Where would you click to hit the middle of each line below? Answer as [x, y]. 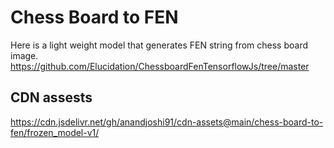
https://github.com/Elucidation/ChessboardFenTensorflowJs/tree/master [160, 66]
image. [24, 55]
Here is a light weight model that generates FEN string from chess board [159, 45]
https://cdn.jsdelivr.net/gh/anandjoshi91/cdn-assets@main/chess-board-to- [167, 122]
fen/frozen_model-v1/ [55, 132]
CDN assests [51, 97]
